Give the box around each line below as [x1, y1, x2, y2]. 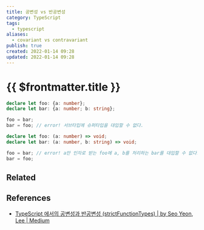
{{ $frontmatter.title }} [6, 80, 121, 94]
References [6, 193, 51, 203]
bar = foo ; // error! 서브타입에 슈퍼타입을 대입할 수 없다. [6, 123, 144, 129]
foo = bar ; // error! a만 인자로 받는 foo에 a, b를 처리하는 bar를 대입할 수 [6, 150, 186, 156]
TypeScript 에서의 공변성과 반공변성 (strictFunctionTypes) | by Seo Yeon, [15, 210, 194, 217]
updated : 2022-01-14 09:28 [6, 54, 75, 60]
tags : [6, 20, 20, 26]
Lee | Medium [15, 217, 50, 224]
